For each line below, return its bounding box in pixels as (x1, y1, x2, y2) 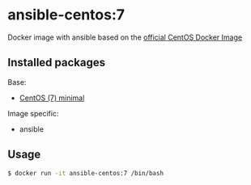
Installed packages (7, 56, 106, 69)
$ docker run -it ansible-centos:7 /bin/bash (7, 169, 164, 177)
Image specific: (7, 108, 59, 118)
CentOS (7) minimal (19, 93, 85, 103)
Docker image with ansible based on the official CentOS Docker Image (7, 32, 243, 42)
